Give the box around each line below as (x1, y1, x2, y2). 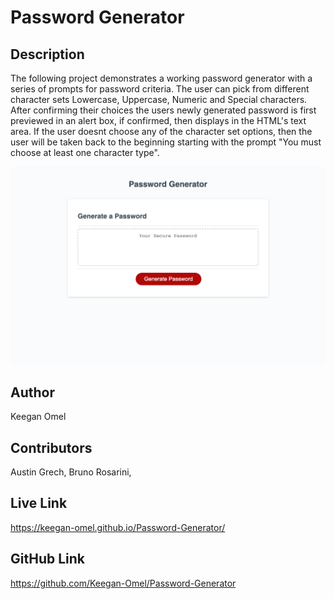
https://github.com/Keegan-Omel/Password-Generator (10, 577, 237, 589)
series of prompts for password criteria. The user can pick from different (10, 83, 310, 95)
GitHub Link (10, 551, 85, 568)
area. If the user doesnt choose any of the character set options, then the (10, 126, 313, 137)
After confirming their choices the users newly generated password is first (10, 104, 317, 116)
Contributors (10, 439, 93, 456)
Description (10, 46, 85, 63)
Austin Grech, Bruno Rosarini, (10, 466, 132, 478)
